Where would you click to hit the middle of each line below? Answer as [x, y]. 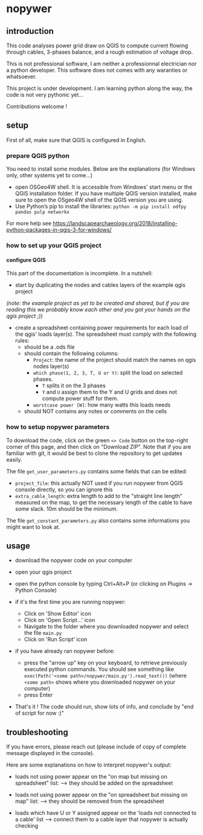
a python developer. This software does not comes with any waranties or [97, 70]
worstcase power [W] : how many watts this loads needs [102, 405]
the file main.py [43, 633]
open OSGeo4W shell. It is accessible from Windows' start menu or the [104, 187]
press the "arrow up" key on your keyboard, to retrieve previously [105, 663]
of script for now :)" [40, 713]
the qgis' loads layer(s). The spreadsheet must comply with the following [106, 334]
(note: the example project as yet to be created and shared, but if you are [98, 303]
